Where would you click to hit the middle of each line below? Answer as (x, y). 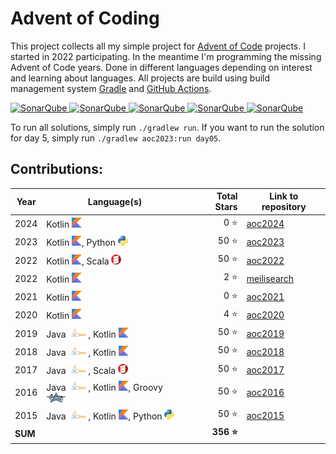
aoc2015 (265, 415)
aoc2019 (265, 333)
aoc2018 (265, 351)
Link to (284, 196)
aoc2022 (265, 260)
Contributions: (56, 169)
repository (284, 207)
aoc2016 (265, 393)
